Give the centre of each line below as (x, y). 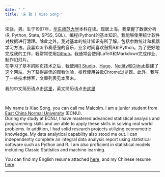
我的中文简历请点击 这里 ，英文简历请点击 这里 (50, 88)
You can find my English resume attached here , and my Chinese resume (78, 159)
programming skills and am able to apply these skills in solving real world (79, 123)
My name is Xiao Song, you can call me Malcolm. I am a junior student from (81, 108)
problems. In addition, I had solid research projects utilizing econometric (78, 129)
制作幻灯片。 (18, 59)
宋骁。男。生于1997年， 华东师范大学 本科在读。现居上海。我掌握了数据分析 (81, 29)
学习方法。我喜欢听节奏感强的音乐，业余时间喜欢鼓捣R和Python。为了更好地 (82, 47)
